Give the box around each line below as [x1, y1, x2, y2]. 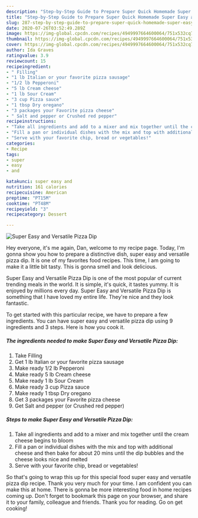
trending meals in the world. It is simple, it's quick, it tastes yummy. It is [6, 281, 179, 288]
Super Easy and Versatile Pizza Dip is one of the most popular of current [6, 275, 182, 282]
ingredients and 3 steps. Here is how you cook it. [6, 324, 125, 331]
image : [6, 31, 22, 37]
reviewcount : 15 [6, 58, 46, 64]
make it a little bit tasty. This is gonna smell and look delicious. [6, 263, 157, 271]
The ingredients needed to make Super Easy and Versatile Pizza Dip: [6, 337, 179, 344]
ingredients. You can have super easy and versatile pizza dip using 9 [6, 317, 173, 325]
